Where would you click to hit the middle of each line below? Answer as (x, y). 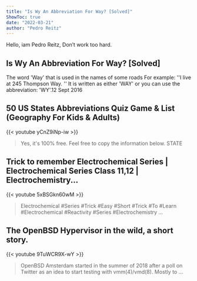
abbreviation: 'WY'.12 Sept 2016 (44, 90)
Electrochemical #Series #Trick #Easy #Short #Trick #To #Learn (98, 206)
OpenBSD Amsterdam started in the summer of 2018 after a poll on (101, 265)
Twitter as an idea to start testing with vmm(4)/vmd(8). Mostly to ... (102, 272)
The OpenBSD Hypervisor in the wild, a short (90, 231)
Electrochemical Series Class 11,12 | (73, 171)
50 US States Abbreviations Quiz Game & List (91, 109)
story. (17, 240)
